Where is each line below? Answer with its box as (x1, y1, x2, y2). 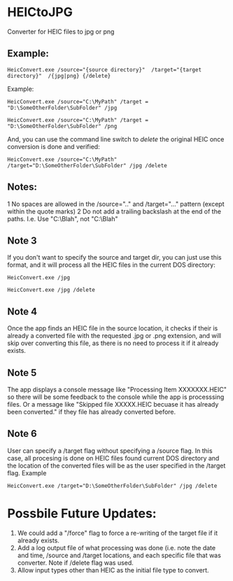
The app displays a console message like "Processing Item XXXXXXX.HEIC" (7, 386, 227, 393)
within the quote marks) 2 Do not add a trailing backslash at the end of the (7, 207, 222, 216)
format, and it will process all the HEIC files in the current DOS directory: (7, 260, 216, 269)
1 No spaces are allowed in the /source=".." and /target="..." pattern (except (7, 199, 225, 208)
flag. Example (7, 468, 47, 477)
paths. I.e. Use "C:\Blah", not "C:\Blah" (7, 214, 118, 223)
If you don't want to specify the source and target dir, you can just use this (7, 253, 222, 262)
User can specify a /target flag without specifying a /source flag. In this (7, 446, 213, 455)
